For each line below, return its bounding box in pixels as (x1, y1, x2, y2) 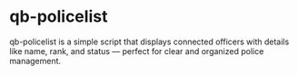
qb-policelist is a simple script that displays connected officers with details (9, 36, 290, 47)
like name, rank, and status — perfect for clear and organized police (9, 45, 264, 56)
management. (9, 55, 62, 66)
